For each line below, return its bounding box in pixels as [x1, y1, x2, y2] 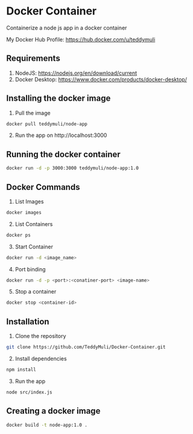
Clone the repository [14, 333, 66, 340]
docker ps [6, 232, 31, 238]
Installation [6, 316, 49, 327]
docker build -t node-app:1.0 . [6, 422, 87, 428]
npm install [6, 366, 36, 373]
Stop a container [14, 288, 57, 295]
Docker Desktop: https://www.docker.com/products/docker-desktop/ [14, 75, 187, 83]
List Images [14, 198, 44, 205]
